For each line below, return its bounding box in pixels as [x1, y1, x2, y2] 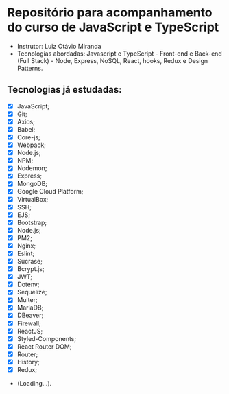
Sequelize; [16, 288, 47, 297]
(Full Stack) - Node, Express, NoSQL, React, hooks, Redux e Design [16, 56, 208, 65]
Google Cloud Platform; [16, 187, 84, 196]
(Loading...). [16, 379, 52, 387]
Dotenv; [16, 280, 40, 289]
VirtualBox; [16, 195, 49, 203]
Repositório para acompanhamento [7, 5, 213, 21]
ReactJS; [16, 327, 43, 335]
